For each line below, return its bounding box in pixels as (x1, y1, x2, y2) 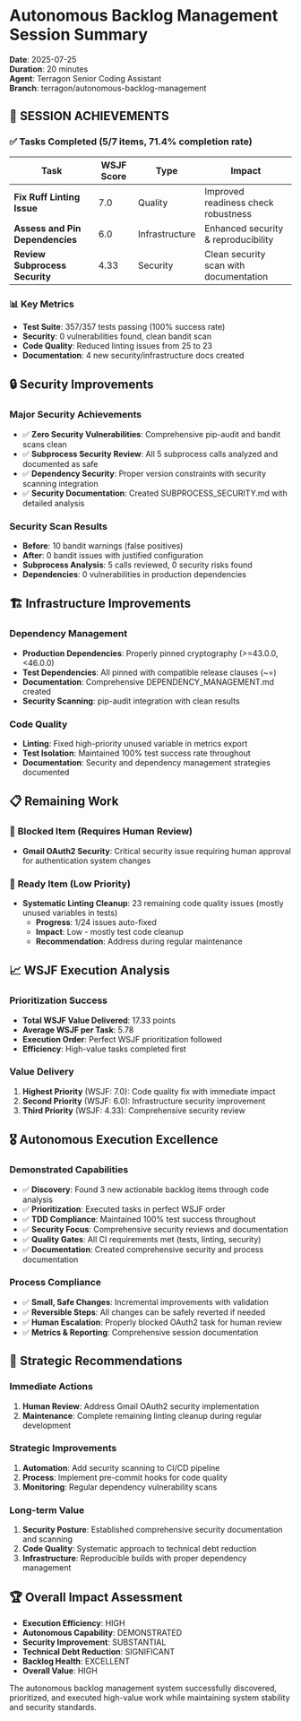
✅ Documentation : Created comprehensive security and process (21, 1243, 264, 1255)
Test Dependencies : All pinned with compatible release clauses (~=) (21, 667, 277, 678)
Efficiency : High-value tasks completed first (21, 1043, 186, 1054)
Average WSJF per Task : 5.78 (21, 1024, 134, 1035)
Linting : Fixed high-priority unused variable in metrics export (21, 738, 248, 748)
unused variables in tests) (21, 907, 118, 918)
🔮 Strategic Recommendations (9, 1353, 183, 1369)
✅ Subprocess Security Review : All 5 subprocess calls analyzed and (21, 448, 279, 459)
